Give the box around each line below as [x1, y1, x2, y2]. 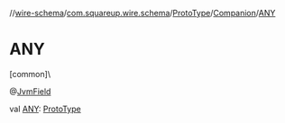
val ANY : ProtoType [9, 103, 81, 114]
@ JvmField [9, 85, 51, 97]
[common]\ [9, 68, 51, 79]
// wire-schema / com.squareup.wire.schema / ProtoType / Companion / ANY [9, 8, 276, 18]
